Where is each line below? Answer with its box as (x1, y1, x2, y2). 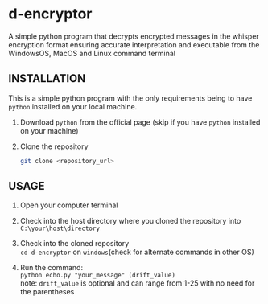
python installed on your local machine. (8, 101, 138, 111)
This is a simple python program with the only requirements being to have (8, 93, 253, 103)
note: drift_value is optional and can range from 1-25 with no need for (19, 278, 255, 288)
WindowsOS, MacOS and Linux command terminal (8, 48, 175, 58)
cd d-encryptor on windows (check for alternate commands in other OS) (19, 247, 255, 257)
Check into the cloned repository (19, 239, 130, 249)
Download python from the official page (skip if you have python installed (19, 117, 261, 127)
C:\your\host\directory (19, 224, 101, 233)
